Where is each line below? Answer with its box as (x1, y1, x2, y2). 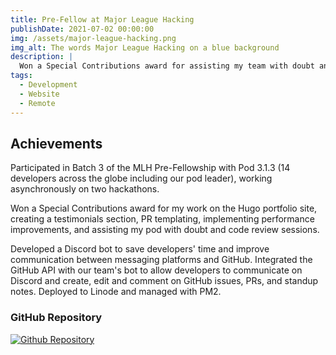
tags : (10, 71, 33, 81)
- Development (19, 80, 78, 90)
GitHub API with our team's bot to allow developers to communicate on (10, 264, 303, 276)
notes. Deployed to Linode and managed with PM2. (10, 286, 222, 298)
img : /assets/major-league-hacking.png (10, 33, 177, 43)
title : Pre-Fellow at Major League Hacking (10, 14, 195, 25)
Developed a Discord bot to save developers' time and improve (10, 243, 270, 255)
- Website (19, 89, 60, 99)
